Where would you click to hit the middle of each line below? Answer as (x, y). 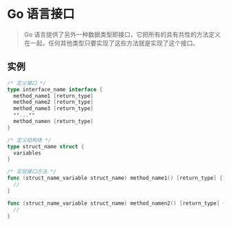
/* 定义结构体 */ (29, 140)
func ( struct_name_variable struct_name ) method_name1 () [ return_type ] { (115, 178)
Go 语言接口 (41, 14)
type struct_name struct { (46, 146)
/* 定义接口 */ (27, 83)
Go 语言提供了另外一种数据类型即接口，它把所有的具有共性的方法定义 (122, 34)
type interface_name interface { (55, 89)
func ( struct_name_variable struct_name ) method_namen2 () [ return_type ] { (117, 203)
